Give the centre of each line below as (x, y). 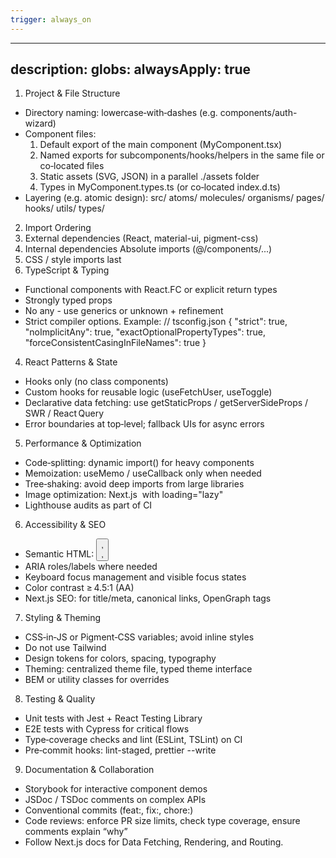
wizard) (40, 123)
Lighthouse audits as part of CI (88, 505)
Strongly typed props (68, 300)
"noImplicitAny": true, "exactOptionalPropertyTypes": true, (145, 332)
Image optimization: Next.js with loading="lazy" (124, 495)
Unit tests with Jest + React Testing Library (113, 718)
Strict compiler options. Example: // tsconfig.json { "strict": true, (156, 322)
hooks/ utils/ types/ (64, 208)
